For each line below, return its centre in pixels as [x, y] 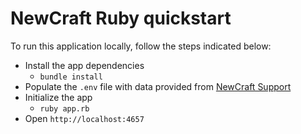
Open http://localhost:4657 [84, 118]
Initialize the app [58, 97]
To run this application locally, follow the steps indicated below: [141, 46]
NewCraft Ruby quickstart [121, 18]
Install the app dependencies [84, 65]
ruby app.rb [64, 108]
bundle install [71, 77]
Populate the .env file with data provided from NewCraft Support [158, 86]
